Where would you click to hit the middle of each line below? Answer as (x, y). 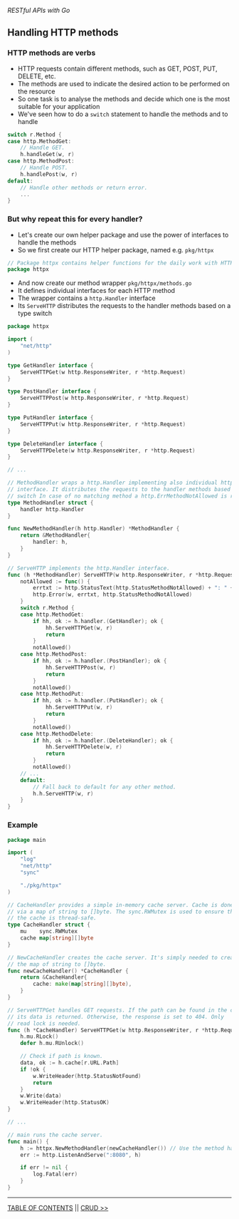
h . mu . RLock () (39, 1037)
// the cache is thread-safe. (52, 918)
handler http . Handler (52, 509)
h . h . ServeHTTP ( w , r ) (63, 793)
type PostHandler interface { (52, 391)
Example (23, 825)
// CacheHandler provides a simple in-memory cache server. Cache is (113, 905)
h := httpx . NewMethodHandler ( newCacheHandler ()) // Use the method (122, 1148)
